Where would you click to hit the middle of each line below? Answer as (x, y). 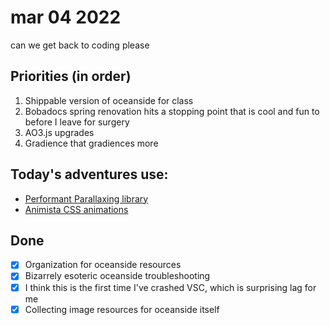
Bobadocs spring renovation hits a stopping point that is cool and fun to (172, 111)
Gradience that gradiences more (91, 143)
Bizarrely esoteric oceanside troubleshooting (117, 276)
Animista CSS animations (76, 209)
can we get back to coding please (80, 45)
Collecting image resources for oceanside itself (122, 309)
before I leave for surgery (77, 122)
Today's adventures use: (89, 174)
